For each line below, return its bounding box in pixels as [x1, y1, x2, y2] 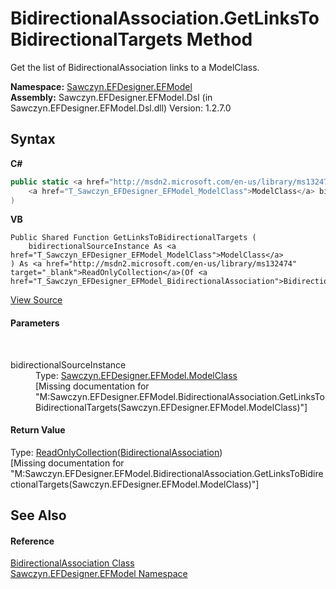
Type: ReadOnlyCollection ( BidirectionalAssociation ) [10, 446, 223, 458]
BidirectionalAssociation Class [10, 557, 135, 569]
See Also [10, 507, 67, 524]
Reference [10, 535, 55, 547]
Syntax [10, 131, 56, 148]
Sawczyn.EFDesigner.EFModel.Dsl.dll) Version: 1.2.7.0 [10, 102, 232, 114]
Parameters [10, 317, 60, 329]
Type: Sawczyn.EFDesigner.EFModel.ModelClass [35, 369, 238, 381]
